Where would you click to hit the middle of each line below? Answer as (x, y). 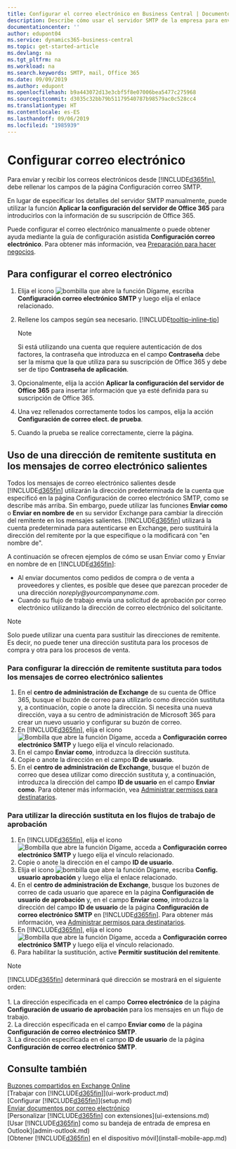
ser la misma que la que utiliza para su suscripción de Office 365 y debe (122, 362)
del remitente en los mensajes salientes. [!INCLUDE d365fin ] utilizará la (110, 521)
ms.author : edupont (36, 86)
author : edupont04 (34, 33)
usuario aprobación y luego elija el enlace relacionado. (97, 877)
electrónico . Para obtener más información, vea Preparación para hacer (112, 245)
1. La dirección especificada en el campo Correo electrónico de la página (114, 1002)
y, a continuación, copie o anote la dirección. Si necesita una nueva (115, 707)
